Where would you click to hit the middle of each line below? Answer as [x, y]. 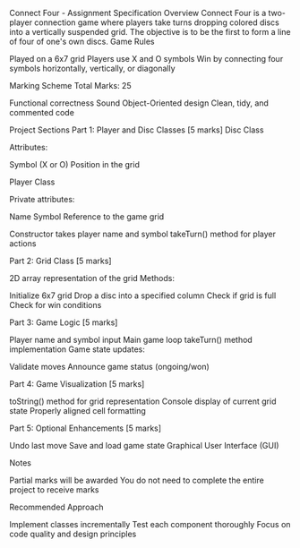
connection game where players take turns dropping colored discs [157, 22]
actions [23, 244]
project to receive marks [54, 490]
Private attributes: [42, 199]
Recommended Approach [57, 507]
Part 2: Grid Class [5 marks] [60, 261]
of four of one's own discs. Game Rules [82, 41]
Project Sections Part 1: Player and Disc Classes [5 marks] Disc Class [137, 130]
